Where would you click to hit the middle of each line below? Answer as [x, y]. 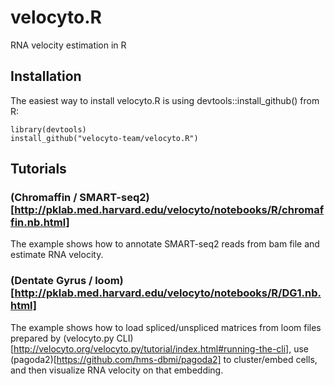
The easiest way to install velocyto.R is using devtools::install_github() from [165, 100]
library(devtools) [48, 129]
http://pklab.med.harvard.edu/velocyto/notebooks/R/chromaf [169, 210]
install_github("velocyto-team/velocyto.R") [104, 138]
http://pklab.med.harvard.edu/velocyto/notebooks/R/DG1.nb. [168, 293]
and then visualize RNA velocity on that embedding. [117, 370]
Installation [46, 76]
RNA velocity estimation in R [68, 45]
